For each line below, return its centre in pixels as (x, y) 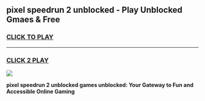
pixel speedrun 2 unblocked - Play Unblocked (95, 10)
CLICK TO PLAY (30, 37)
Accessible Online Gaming (41, 91)
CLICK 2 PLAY (27, 60)
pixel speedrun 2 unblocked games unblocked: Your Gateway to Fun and (100, 84)
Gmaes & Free (33, 20)
